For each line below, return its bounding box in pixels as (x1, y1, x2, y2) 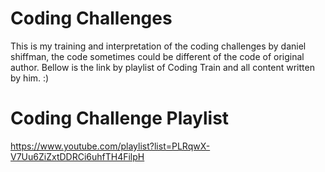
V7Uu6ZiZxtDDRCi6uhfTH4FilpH (10, 150, 145, 162)
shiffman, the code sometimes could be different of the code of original (10, 50, 305, 62)
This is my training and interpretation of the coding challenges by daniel (10, 40, 307, 52)
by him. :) (10, 72, 50, 84)
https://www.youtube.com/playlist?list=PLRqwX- (10, 140, 211, 152)
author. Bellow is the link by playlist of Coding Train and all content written (10, 61, 315, 73)
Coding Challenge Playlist (10, 107, 230, 130)
